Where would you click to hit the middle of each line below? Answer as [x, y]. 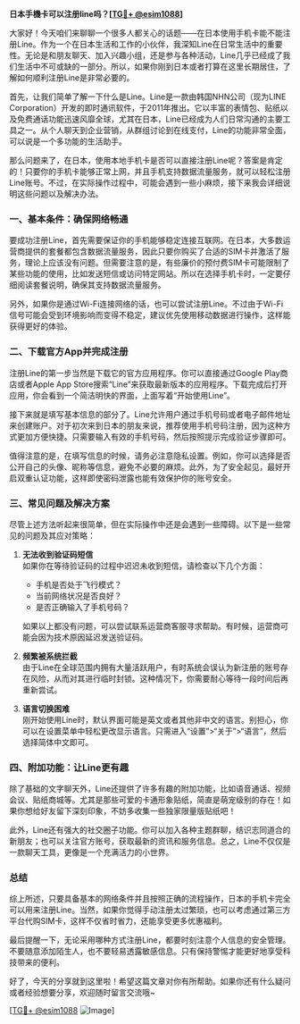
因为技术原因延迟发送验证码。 [93, 637]
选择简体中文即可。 [58, 742]
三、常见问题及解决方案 [59, 503]
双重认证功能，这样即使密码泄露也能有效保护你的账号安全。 [126, 478]
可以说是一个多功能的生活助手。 [68, 141]
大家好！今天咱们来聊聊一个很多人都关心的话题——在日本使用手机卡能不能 [146, 33]
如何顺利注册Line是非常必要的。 [75, 78]
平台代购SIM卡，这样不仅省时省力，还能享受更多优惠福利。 [118, 921]
